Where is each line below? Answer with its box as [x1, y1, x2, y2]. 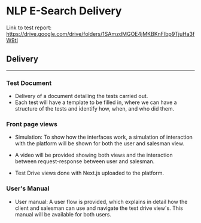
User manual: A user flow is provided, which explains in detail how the [14, 198, 188, 205]
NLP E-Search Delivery [6, 4, 122, 18]
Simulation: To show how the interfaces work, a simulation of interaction [14, 133, 193, 141]
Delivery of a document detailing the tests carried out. [14, 93, 148, 100]
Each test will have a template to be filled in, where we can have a [14, 99, 178, 106]
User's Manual [6, 184, 50, 193]
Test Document [6, 79, 52, 87]
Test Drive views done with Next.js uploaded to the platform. [14, 169, 165, 177]
